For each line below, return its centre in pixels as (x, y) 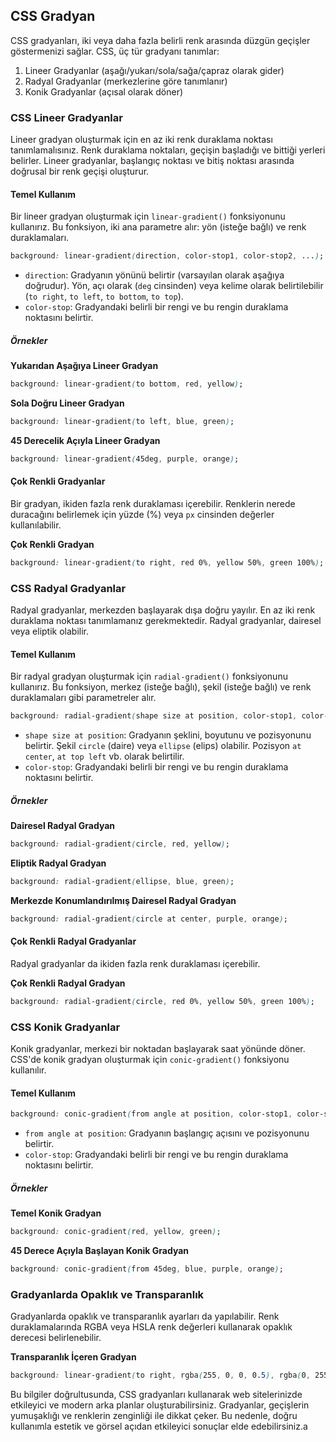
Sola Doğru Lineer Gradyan (67, 403)
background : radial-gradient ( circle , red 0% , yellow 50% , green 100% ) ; (162, 1002)
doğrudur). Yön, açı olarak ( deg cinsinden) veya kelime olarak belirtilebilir (174, 286)
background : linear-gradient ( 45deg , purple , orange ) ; (125, 459)
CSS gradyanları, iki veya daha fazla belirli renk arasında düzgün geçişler (160, 40)
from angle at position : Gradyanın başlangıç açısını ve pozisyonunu (167, 1133)
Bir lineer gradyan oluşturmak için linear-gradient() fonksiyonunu (148, 216)
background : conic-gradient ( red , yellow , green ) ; (116, 1232)
